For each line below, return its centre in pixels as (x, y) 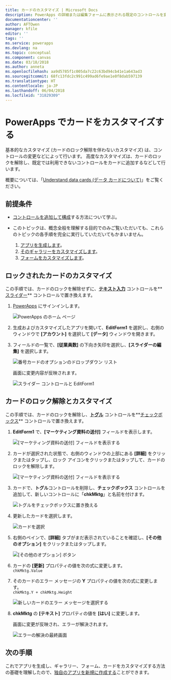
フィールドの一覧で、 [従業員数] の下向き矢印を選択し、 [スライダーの (85, 345)
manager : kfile (21, 29)
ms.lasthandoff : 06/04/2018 (35, 90)
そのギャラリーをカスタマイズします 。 (60, 252)
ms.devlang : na (21, 48)
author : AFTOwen (22, 24)
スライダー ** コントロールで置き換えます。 (50, 295)
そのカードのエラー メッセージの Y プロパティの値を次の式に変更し (83, 581)
